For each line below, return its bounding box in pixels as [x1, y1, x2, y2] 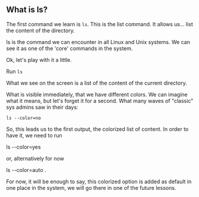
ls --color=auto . [6, 166, 46, 173]
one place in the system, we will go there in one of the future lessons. [6, 184, 176, 191]
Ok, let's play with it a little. [6, 56, 72, 63]
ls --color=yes [6, 143, 41, 151]
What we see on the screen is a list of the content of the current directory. [6, 79, 187, 86]
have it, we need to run [6, 132, 62, 139]
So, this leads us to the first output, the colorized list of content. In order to [6, 125, 189, 133]
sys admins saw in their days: [6, 104, 78, 111]
